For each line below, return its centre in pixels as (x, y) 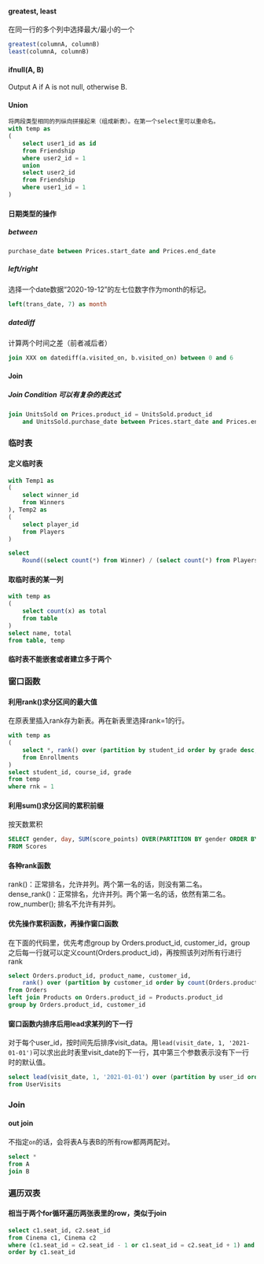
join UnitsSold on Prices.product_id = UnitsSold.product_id (110, 414)
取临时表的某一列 (36, 579)
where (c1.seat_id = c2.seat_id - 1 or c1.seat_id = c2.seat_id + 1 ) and (132, 1245)
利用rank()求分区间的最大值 (53, 702)
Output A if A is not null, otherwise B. (68, 87)
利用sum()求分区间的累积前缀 (56, 805)
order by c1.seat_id (42, 1252)
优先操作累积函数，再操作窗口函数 (63, 923)
